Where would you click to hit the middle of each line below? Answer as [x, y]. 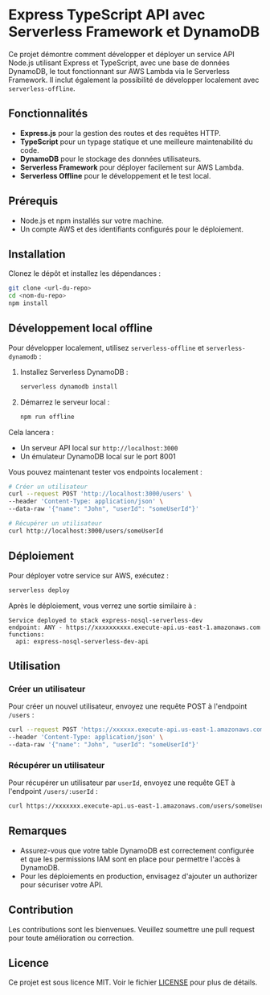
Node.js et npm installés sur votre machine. [92, 220]
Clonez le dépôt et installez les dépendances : [85, 273]
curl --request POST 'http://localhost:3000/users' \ [100, 494]
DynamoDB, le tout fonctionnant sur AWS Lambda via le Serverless [119, 71]
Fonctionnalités [48, 114]
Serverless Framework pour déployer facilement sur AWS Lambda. [132, 167]
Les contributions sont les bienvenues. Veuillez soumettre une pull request [132, 929]
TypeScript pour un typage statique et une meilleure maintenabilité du [136, 142]
